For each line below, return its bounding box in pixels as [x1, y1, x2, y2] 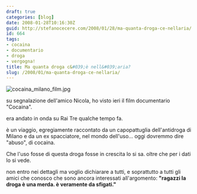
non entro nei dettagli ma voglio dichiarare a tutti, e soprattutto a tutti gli [6, 168, 181, 176]
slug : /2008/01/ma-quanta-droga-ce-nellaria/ [6, 69, 120, 75]
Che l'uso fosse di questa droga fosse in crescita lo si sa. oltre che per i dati [6, 151, 191, 158]
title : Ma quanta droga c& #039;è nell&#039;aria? [6, 63, 131, 70]
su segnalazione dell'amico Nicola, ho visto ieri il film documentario [6, 97, 170, 104]
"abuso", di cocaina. [6, 139, 56, 146]
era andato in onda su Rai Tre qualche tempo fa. [6, 115, 123, 122]
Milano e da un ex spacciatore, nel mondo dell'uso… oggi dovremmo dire [6, 133, 184, 140]
